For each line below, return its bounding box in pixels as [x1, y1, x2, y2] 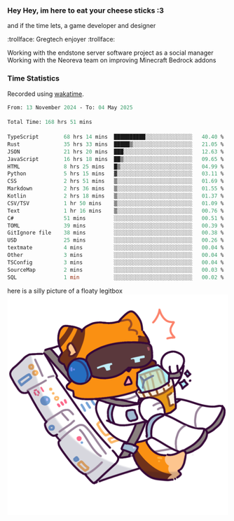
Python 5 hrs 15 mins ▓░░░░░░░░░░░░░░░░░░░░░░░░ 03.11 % [7, 170, 224, 177]
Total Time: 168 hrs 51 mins [7, 118, 92, 126]
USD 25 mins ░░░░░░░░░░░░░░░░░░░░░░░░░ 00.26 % [7, 237, 224, 244]
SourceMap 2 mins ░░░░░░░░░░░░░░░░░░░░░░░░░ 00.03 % [7, 266, 224, 273]
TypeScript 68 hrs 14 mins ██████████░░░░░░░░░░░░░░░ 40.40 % [7, 134, 224, 141]
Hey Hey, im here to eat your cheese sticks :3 [7, 6, 165, 15]
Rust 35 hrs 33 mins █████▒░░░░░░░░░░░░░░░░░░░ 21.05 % [7, 141, 224, 148]
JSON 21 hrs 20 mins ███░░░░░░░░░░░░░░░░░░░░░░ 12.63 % [7, 148, 224, 155]
